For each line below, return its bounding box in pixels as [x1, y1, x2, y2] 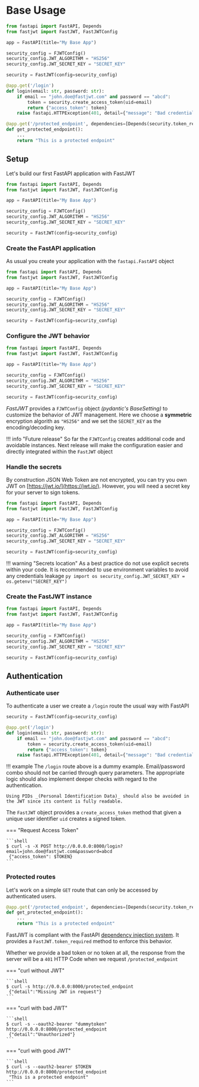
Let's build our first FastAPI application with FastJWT [6, 170, 136, 177]
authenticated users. [6, 892, 57, 900]
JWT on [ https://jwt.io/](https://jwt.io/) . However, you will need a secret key [6, 482, 191, 489]
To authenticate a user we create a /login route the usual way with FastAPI [6, 702, 190, 710]
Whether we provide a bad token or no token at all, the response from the [6, 949, 185, 956]
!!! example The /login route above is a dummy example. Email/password [6, 763, 185, 770]
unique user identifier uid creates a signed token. [6, 815, 126, 823]
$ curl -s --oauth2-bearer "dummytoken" [6, 1021, 108, 1028]
